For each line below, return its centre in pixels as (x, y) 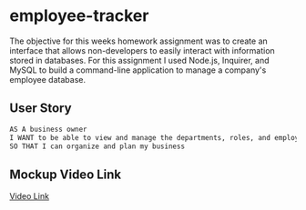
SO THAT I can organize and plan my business (97, 146)
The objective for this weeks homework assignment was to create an (139, 41)
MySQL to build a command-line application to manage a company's (138, 70)
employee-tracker (79, 16)
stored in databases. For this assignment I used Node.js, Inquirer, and (139, 60)
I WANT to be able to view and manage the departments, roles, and (140, 137)
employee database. (48, 79)
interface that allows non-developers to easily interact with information (142, 50)
